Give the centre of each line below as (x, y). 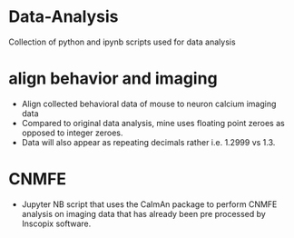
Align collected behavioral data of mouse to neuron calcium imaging (149, 104)
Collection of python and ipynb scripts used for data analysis (122, 42)
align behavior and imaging (113, 79)
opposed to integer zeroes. (72, 133)
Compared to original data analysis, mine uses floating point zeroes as (153, 123)
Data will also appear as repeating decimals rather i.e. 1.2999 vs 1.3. (148, 142)
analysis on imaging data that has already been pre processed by (144, 213)
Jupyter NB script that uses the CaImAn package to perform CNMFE (149, 204)
